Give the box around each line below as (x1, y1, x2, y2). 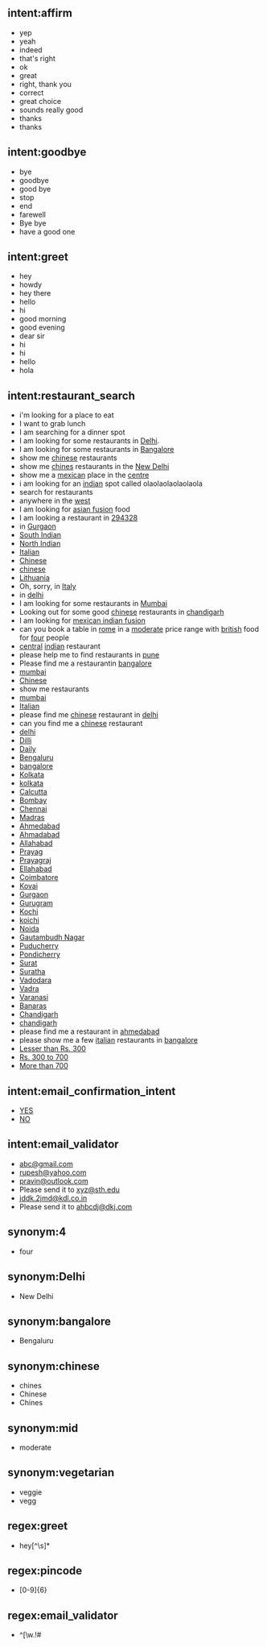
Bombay (18, 795, 47, 805)
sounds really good (18, 105, 84, 114)
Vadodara (18, 975, 52, 985)
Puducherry (18, 941, 60, 951)
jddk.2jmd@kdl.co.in (18, 1193, 88, 1203)
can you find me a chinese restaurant (18, 719, 143, 728)
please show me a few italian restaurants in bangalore (18, 1035, 199, 1045)
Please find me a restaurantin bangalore (18, 658, 152, 668)
